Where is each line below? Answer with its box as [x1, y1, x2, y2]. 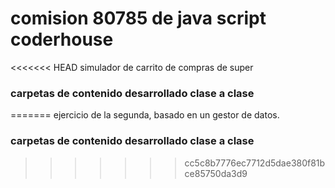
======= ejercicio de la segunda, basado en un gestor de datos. [10, 109, 280, 121]
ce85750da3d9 [184, 167, 248, 179]
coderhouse [10, 28, 114, 51]
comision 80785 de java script [10, 7, 267, 30]
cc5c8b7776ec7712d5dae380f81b [184, 157, 326, 169]
